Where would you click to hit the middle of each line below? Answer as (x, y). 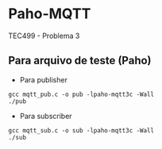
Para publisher (43, 79)
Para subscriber (46, 116)
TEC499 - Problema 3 (44, 36)
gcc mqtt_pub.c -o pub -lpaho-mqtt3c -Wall (81, 94)
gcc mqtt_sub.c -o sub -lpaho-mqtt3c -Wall (81, 130)
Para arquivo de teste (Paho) (80, 61)
